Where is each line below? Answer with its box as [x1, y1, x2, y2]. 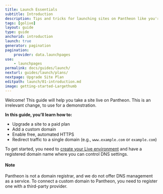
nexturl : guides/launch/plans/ [5, 70, 68, 75]
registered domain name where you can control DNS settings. [5, 151, 129, 157]
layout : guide [5, 25, 34, 30]
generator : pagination [5, 43, 51, 48]
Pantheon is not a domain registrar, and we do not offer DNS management [5, 173, 153, 178]
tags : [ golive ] [5, 20, 36, 26]
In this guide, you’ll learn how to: [5, 112, 72, 117]
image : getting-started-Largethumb [5, 83, 77, 89]
